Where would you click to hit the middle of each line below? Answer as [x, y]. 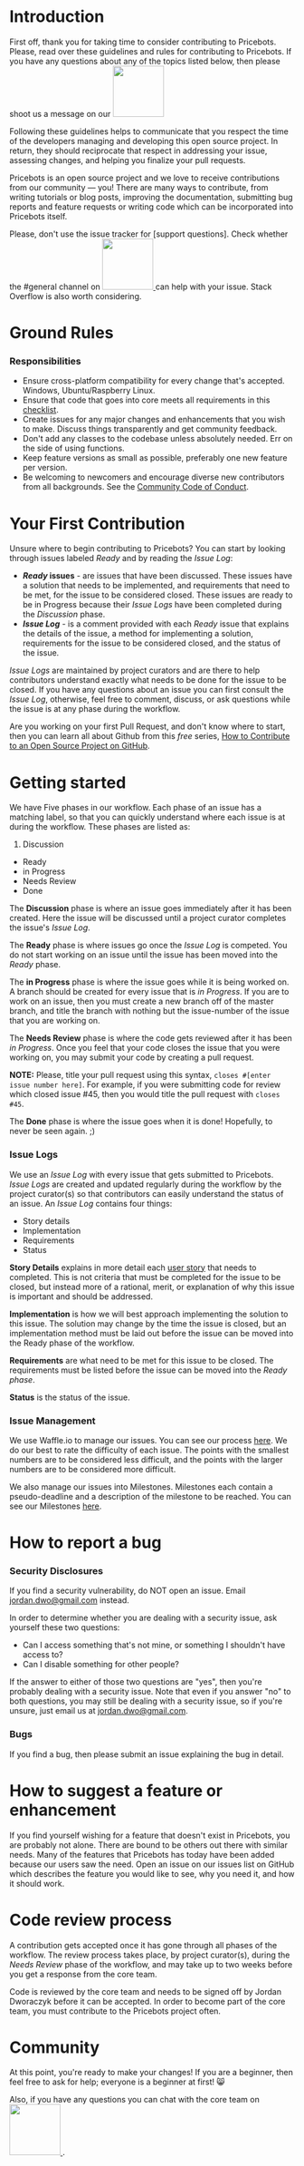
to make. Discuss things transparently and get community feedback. [150, 429]
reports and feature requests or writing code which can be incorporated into [152, 207]
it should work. [37, 1883]
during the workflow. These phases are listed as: [100, 827]
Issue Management [53, 1421]
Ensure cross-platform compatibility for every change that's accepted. [153, 381]
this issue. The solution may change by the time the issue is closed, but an [148, 1323]
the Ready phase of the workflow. [72, 1343]
